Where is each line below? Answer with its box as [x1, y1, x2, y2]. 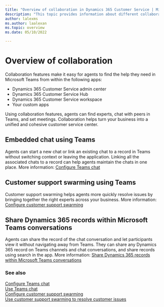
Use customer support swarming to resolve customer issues [5, 296, 126, 302]
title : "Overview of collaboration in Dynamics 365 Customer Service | [5, 7, 154, 12]
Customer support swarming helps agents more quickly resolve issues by [5, 191, 153, 197]
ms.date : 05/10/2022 [5, 30, 47, 35]
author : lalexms [5, 16, 38, 21]
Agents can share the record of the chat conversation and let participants [5, 237, 153, 242]
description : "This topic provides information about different [5, 12, 139, 17]
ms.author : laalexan [5, 21, 47, 26]
